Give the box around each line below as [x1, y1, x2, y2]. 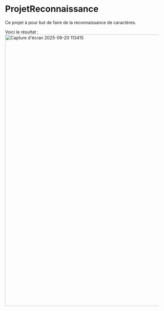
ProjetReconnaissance [5, 3, 99, 15]
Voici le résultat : [5, 29, 39, 35]
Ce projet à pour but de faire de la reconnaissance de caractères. [5, 19, 137, 25]
